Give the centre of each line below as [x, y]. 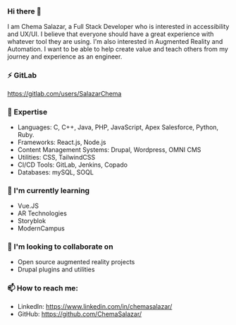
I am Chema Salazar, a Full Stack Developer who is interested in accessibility [118, 27]
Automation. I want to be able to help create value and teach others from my [118, 49]
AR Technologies [42, 213]
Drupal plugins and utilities [56, 270]
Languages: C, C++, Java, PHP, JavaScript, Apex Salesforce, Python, [118, 127]
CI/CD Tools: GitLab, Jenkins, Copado [73, 165]
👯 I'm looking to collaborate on [61, 247]
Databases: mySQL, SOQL [55, 172]
